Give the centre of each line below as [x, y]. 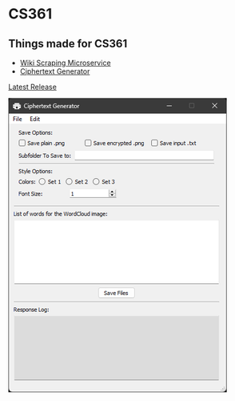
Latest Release [33, 87]
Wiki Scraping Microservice [65, 63]
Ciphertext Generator [55, 71]
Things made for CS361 [68, 44]
